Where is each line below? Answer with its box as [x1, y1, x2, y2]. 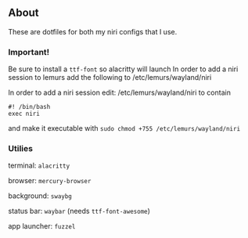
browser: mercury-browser [8, 176, 92, 186]
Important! [8, 46, 50, 57]
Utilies [8, 143, 34, 154]
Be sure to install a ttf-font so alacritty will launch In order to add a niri [8, 64, 239, 74]
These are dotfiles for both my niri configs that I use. [8, 27, 178, 36]
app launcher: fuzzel [8, 222, 76, 231]
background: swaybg [8, 191, 73, 200]
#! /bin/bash [8, 103, 51, 111]
